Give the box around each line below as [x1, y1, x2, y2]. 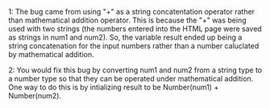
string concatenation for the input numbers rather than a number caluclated [8, 41, 260, 51]
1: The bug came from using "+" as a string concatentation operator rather [8, 7, 255, 16]
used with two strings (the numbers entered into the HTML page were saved [8, 24, 262, 33]
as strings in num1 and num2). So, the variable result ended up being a [8, 32, 243, 42]
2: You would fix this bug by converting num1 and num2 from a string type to [8, 65, 263, 75]
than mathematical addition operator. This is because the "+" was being [8, 15, 247, 25]
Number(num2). [8, 91, 62, 100]
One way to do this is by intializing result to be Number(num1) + [8, 82, 219, 92]
